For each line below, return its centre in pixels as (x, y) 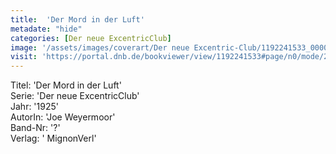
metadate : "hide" (46, 29)
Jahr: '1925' (34, 107)
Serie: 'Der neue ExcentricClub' (75, 96)
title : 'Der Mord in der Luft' (77, 19)
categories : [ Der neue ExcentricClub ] (91, 38)
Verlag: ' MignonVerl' (53, 138)
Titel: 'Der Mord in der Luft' (66, 85)
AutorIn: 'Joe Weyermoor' (63, 117)
